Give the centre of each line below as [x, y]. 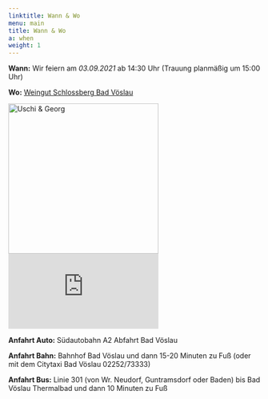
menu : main [26, 23]
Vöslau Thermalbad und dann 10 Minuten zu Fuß [88, 389]
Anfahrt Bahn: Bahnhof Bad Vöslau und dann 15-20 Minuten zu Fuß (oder [130, 356]
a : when [21, 38]
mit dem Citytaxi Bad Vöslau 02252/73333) [80, 365]
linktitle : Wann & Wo [44, 16]
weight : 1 [25, 46]
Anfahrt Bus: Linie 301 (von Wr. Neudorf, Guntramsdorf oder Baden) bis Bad [134, 380]
